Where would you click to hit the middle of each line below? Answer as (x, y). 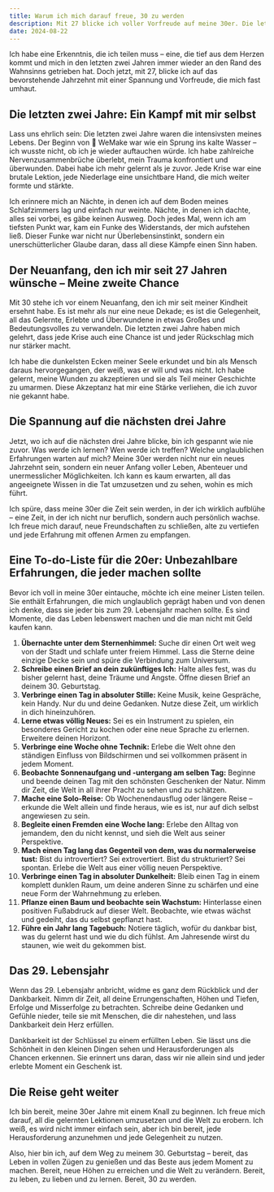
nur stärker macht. (40, 346)
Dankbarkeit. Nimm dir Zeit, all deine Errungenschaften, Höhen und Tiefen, (134, 999)
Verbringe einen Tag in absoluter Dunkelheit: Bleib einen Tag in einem (140, 876)
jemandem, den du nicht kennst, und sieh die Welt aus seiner (123, 833)
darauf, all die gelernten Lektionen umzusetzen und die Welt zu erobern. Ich (136, 1120)
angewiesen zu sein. (55, 816)
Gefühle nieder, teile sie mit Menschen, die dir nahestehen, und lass (123, 1016)
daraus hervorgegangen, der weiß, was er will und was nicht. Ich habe (127, 370)
